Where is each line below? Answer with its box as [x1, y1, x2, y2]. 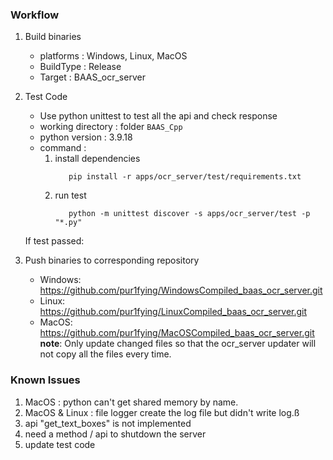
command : [39, 142, 87, 154]
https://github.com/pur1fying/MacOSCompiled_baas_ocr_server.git [39, 327, 315, 339]
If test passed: [24, 235, 85, 247]
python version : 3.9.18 [39, 131, 133, 143]
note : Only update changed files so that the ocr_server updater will [39, 338, 317, 350]
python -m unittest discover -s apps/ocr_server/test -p [68, 209, 311, 219]
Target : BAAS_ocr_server [39, 71, 146, 83]
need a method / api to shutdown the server [24, 428, 207, 440]
